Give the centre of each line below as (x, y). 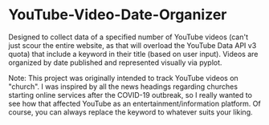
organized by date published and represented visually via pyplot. (115, 62)
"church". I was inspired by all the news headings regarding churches (123, 87)
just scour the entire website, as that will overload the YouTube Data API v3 (132, 45)
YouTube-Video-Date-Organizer (118, 15)
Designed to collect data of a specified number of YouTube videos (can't (128, 37)
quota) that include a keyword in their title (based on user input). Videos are (133, 54)
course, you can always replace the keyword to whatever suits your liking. (130, 112)
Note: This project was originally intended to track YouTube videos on (123, 78)
